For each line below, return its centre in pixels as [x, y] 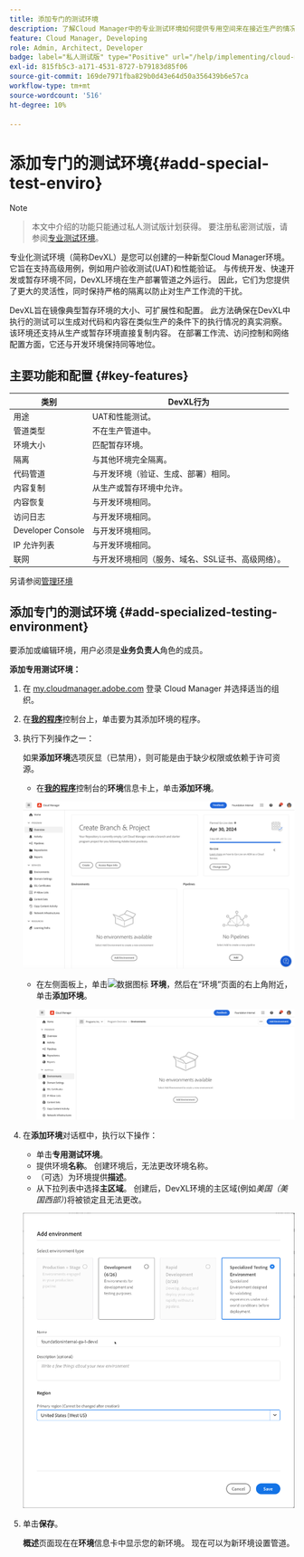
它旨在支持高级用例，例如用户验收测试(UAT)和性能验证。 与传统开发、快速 [148, 269]
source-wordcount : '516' [56, 95]
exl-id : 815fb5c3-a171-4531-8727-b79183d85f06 [99, 67]
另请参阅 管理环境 [41, 581]
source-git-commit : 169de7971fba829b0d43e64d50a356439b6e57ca [129, 77]
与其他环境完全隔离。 [132, 459]
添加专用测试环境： [45, 669]
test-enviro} [56, 183]
